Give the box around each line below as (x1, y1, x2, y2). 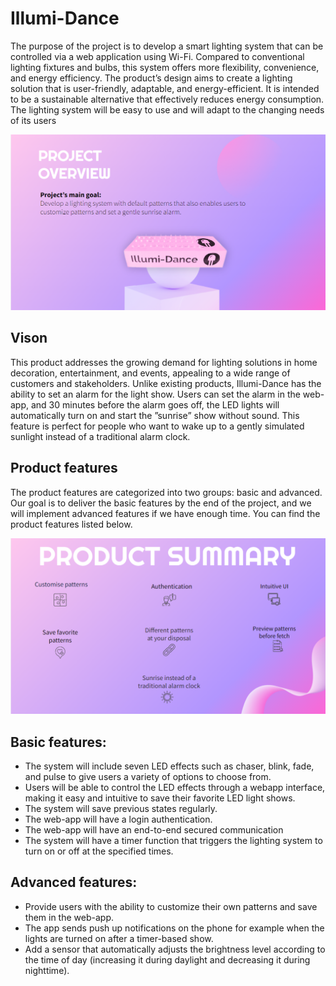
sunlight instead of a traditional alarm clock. (10, 430, 191, 442)
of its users (10, 114, 57, 126)
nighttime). (24, 964, 70, 976)
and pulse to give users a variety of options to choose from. (24, 770, 272, 782)
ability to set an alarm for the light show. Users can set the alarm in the (10, 388, 301, 400)
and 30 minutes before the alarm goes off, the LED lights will (30, 398, 280, 411)
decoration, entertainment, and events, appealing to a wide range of (10, 367, 291, 379)
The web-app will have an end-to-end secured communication (24, 823, 284, 836)
